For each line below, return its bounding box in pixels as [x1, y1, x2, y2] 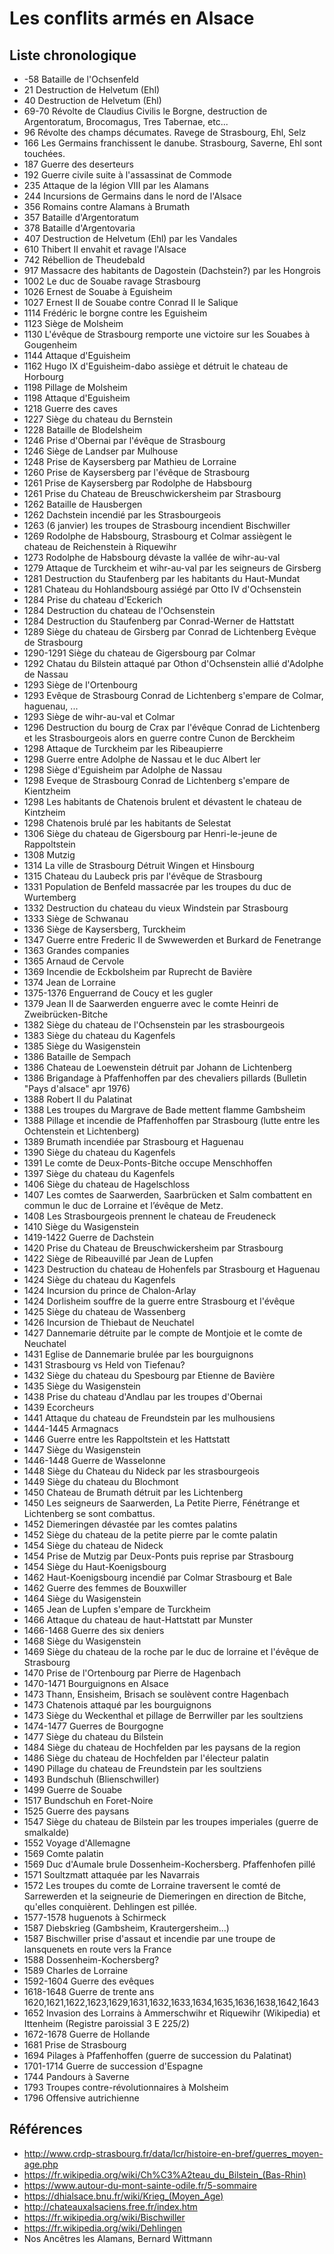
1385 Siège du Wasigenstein [23, 1040, 141, 1052]
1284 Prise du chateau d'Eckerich [23, 594, 163, 606]
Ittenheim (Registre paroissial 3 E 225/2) [23, 2018, 191, 2029]
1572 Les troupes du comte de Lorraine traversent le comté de [23, 1880, 281, 1891]
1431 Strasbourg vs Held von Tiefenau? [23, 1359, 186, 1371]
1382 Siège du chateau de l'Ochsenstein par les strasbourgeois [23, 1019, 286, 1031]
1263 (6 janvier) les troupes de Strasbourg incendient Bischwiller [23, 520, 291, 531]
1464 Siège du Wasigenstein [23, 1593, 142, 1604]
